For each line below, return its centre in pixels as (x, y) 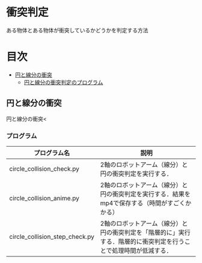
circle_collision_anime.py (44, 198)
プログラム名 (52, 153)
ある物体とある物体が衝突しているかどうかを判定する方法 (77, 30)
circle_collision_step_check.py (52, 236)
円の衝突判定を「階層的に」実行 (145, 232)
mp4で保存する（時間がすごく (143, 203)
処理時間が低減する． (142, 250)
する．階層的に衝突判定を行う (142, 241)
